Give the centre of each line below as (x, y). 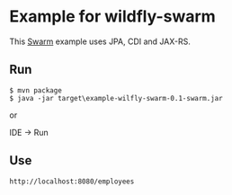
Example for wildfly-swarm (112, 17)
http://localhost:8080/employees (72, 182)
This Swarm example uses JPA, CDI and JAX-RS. (100, 41)
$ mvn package (36, 90)
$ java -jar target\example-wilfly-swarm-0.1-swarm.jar (116, 98)
